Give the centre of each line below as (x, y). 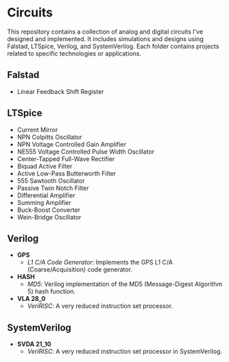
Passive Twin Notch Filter (53, 188)
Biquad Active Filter (45, 166)
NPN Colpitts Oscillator (49, 137)
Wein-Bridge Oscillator (49, 217)
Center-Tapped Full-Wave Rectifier (66, 158)
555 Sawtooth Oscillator (51, 180)
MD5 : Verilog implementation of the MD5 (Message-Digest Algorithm (125, 284)
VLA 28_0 (31, 299)
